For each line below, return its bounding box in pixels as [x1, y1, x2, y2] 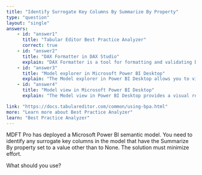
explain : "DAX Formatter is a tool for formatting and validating [22, 59, 192, 65]
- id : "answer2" [17, 48, 58, 54]
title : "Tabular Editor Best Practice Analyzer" [22, 37, 147, 43]
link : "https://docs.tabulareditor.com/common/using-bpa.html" [6, 103, 168, 109]
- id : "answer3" [17, 64, 58, 71]
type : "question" [6, 14, 50, 20]
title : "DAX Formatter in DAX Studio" [22, 54, 120, 60]
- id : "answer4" [17, 82, 58, 88]
